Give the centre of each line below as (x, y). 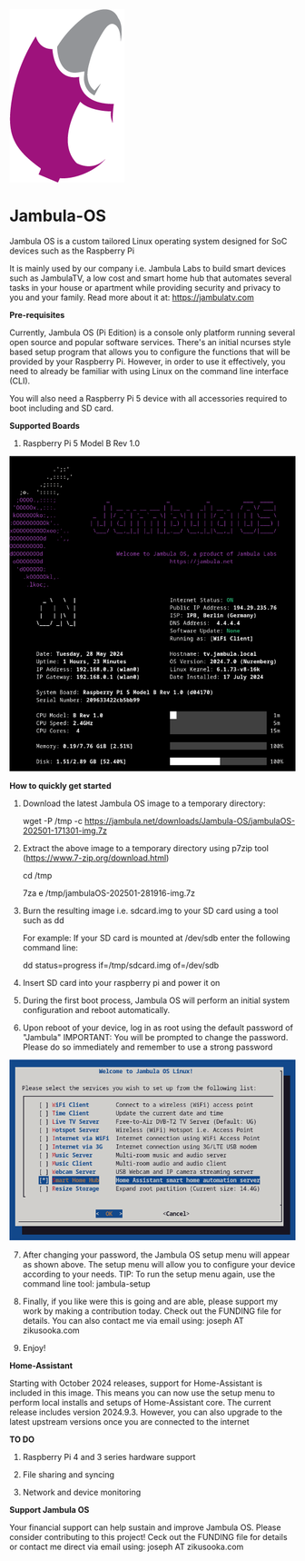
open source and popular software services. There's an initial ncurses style (150, 342)
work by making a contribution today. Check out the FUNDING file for (152, 1311)
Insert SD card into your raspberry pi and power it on (121, 982)
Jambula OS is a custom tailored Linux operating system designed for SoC (148, 241)
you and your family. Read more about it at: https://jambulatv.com (132, 297)
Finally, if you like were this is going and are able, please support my (150, 1302)
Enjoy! (34, 1348)
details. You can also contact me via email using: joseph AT (133, 1321)
